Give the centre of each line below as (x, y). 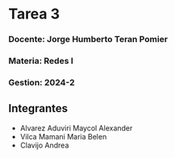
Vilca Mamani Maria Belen (63, 136)
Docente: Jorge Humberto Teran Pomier (88, 39)
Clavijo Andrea (44, 145)
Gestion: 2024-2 (42, 82)
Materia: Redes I (41, 61)
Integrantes (38, 108)
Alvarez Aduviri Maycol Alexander (76, 128)
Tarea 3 (34, 14)
